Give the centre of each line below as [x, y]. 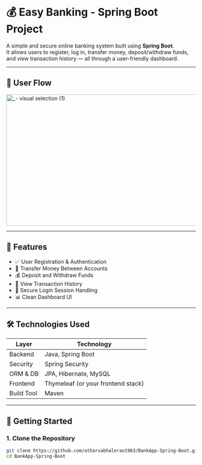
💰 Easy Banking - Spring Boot [82, 12]
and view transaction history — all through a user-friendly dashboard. [92, 58]
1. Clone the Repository [41, 438]
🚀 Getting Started [39, 421]
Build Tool [23, 394]
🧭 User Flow [29, 83]
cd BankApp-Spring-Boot [36, 456]
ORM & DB [24, 374]
